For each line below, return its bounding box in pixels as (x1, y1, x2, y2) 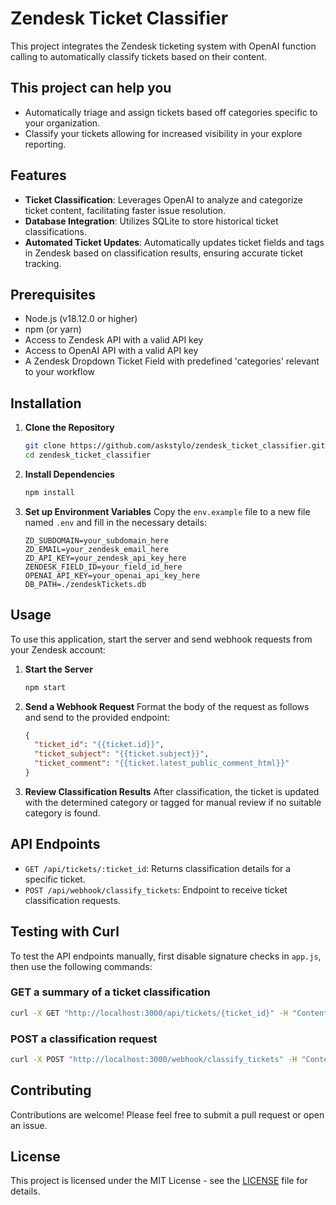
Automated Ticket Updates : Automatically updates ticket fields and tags (24, 236, 325, 248)
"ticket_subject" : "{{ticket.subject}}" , (34, 749, 210, 759)
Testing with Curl (10, 923, 120, 941)
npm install (24, 487, 75, 497)
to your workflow (24, 366, 95, 378)
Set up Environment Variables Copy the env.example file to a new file (24, 505, 311, 517)
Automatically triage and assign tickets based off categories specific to (24, 106, 318, 118)
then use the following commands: (10, 960, 153, 972)
